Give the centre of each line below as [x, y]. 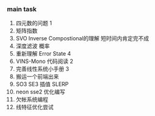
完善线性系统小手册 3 [42, 69]
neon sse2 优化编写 [41, 92]
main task [22, 9]
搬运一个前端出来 [37, 77]
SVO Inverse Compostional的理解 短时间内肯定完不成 [82, 38]
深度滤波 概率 [33, 46]
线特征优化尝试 [34, 107]
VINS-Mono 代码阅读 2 [45, 61]
